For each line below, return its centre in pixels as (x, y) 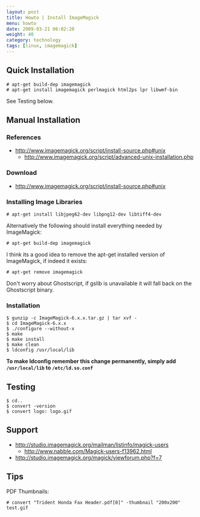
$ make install (26, 340)
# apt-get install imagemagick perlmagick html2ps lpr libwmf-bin (92, 90)
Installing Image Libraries (45, 202)
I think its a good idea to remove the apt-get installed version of (86, 254)
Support (22, 430)
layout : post (23, 12)
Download (22, 173)
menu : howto (21, 23)
